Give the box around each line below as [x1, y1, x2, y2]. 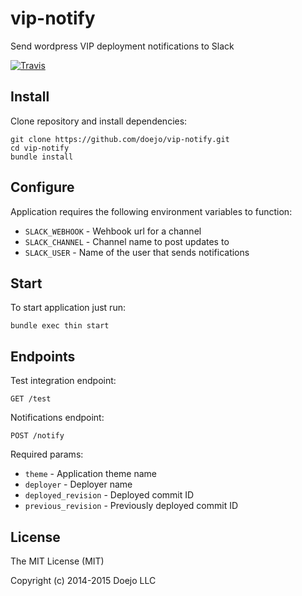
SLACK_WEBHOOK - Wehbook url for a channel [24, 225, 202, 237]
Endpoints [10, 348, 76, 365]
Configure [10, 179, 75, 196]
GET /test [10, 394, 52, 404]
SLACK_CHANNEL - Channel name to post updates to [24, 235, 230, 247]
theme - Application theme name [24, 468, 158, 480]
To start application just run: [10, 302, 126, 314]
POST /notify [10, 431, 65, 441]
